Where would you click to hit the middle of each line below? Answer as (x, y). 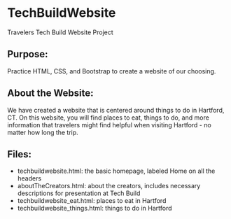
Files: (19, 154)
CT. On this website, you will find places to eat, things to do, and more (108, 118)
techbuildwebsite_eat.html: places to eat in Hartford (92, 201)
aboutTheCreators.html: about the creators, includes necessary (109, 186)
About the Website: (50, 93)
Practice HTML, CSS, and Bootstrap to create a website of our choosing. (112, 71)
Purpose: (28, 54)
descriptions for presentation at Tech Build (79, 193)
